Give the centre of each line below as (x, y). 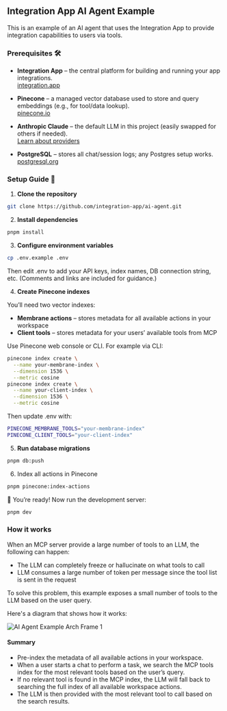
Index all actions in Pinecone (57, 474)
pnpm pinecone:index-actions (49, 486)
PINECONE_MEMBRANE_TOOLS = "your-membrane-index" (76, 429)
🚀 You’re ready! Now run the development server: (77, 499)
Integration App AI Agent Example (81, 11)
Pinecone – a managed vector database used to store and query (108, 99)
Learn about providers (48, 141)
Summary (21, 643)
